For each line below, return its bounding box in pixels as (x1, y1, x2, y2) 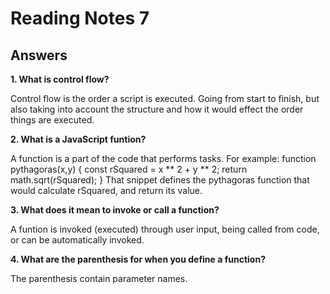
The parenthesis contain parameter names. (10, 273, 188, 284)
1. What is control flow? (10, 73, 110, 85)
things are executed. (10, 114, 95, 126)
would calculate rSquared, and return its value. (10, 185, 203, 196)
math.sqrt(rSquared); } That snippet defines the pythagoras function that (10, 174, 310, 186)
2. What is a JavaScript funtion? (10, 133, 147, 145)
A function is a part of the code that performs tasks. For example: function (10, 153, 317, 164)
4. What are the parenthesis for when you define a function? (10, 253, 266, 265)
